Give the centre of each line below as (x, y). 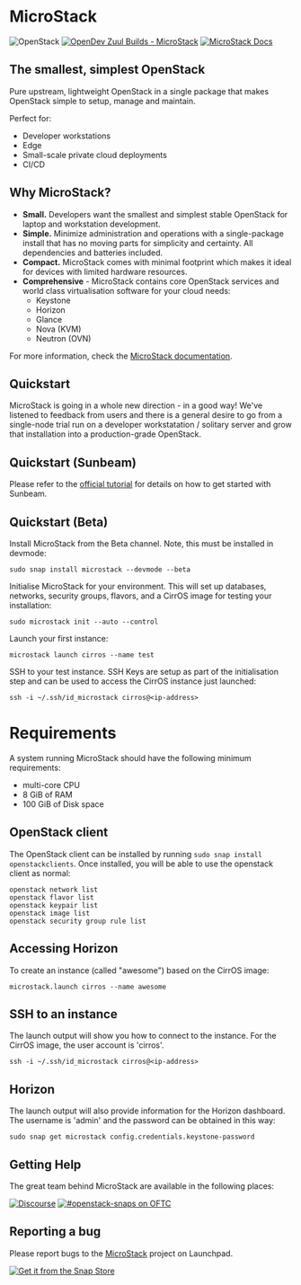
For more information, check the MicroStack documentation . (121, 356)
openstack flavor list (52, 897)
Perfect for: (31, 118)
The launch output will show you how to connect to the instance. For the (143, 1036)
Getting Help (45, 1164)
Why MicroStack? (60, 193)
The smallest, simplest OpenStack (107, 70)
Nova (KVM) (58, 329)
